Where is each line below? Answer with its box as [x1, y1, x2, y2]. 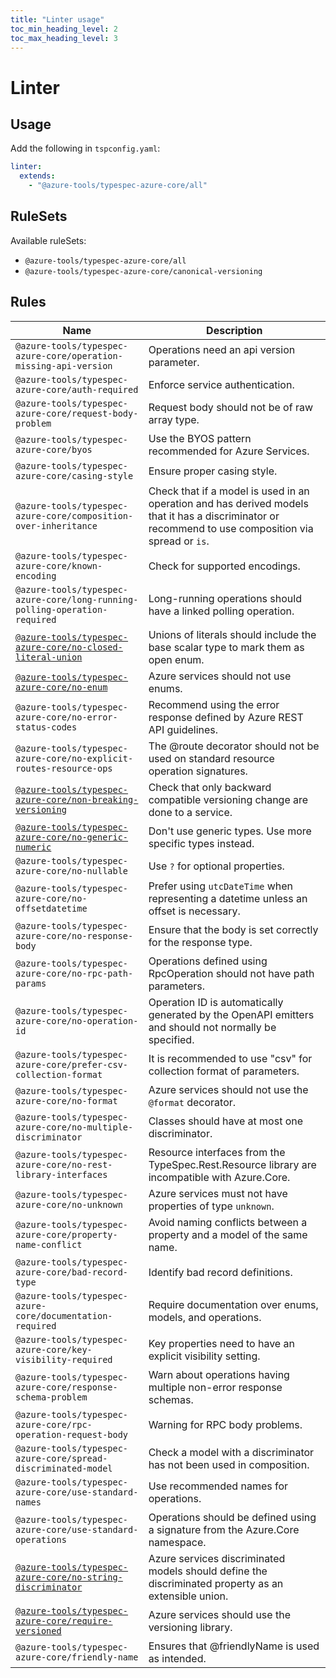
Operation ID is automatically [148, 995, 284, 1009]
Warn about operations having [148, 1367, 290, 1381]
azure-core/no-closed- [15, 641, 123, 653]
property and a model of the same [148, 1227, 308, 1241]
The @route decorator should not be [148, 739, 320, 753]
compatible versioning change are [148, 792, 309, 806]
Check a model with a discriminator [148, 1445, 315, 1459]
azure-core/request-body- [15, 407, 139, 419]
